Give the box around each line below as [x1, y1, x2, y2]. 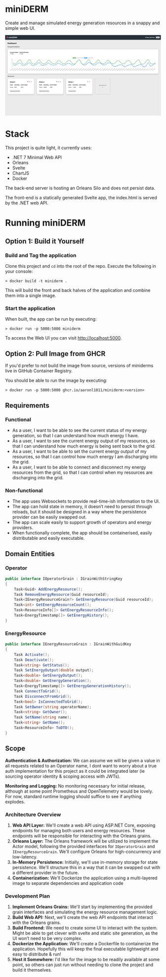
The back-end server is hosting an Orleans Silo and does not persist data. [5, 185, 156, 191]
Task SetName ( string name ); [14, 715, 72, 720]
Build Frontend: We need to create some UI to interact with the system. [12, 925, 158, 931]
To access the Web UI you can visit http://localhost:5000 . [5, 335, 122, 341]
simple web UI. [5, 25, 36, 31]
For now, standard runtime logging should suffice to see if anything [5, 793, 142, 799]
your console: [5, 269, 33, 275]
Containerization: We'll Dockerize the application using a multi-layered [12, 875, 158, 881]
